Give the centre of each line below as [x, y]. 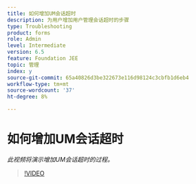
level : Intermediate [37, 45]
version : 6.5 [26, 52]
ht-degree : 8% [28, 97]
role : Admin [24, 39]
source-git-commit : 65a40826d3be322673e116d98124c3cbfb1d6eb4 [98, 78]
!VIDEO [34, 173]
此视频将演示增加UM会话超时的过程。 [61, 159]
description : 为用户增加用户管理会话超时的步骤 [68, 20]
